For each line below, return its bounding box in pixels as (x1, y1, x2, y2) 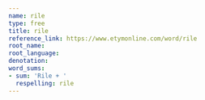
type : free (8, 19, 45, 27)
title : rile (8, 27, 49, 35)
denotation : (8, 57, 49, 65)
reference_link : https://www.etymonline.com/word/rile (8, 34, 198, 43)
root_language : (8, 49, 60, 57)
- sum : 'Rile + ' (8, 72, 67, 80)
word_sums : (8, 65, 45, 73)
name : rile (8, 11, 45, 20)
